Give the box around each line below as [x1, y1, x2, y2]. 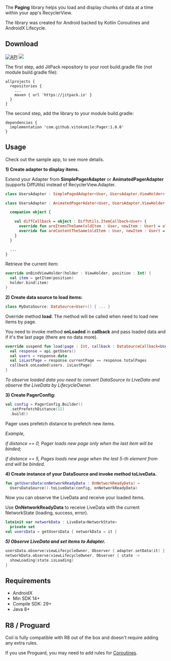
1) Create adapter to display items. [5, 166, 79, 172]
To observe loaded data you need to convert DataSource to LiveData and [5, 377, 160, 382]
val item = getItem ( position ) [10, 276, 74, 281]
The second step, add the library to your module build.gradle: [5, 110, 134, 116]
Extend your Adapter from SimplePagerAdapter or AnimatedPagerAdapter [5, 176, 164, 182]
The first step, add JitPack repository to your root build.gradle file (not [5, 64, 153, 70]
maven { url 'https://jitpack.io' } [14, 92, 93, 97]
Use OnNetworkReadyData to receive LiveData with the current [5, 504, 140, 511]
